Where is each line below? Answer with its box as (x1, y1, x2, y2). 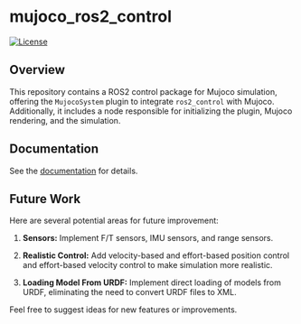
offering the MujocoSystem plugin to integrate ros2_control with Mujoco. (9, 96, 275, 106)
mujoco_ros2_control (9, 6, 173, 27)
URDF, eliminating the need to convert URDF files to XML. (22, 287, 237, 298)
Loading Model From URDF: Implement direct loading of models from (22, 277, 282, 288)
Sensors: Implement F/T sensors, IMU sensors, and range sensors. (22, 233, 274, 244)
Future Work (9, 191, 81, 207)
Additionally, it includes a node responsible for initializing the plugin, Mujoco (9, 106, 293, 116)
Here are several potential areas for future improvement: (9, 215, 219, 227)
